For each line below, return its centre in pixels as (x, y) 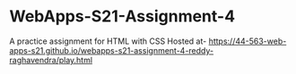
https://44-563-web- (248, 41)
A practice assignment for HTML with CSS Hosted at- (108, 41)
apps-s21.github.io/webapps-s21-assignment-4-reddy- (111, 50)
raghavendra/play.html (51, 60)
